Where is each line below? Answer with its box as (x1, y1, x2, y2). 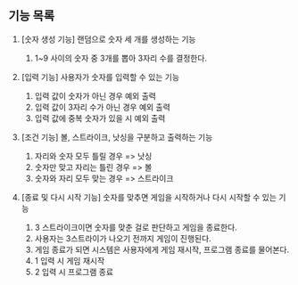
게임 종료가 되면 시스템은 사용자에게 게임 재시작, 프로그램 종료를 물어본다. (34, 244, 290, 255)
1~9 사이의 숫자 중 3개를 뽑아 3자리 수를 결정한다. (34, 53, 207, 63)
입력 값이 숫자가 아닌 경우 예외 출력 (34, 90, 157, 101)
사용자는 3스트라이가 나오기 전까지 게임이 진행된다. (34, 232, 211, 243)
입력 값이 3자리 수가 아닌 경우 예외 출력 (34, 102, 170, 112)
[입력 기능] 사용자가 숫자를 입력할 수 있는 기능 (21, 71, 180, 82)
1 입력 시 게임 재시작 (34, 255, 105, 265)
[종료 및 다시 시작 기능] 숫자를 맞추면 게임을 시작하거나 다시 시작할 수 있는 (21, 191, 277, 202)
